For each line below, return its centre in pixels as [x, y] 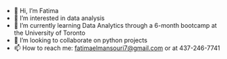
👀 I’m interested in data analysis [59, 18]
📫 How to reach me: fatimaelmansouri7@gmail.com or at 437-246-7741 [117, 48]
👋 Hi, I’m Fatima [36, 11]
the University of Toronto [49, 33]
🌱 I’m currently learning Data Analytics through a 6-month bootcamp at [115, 25]
